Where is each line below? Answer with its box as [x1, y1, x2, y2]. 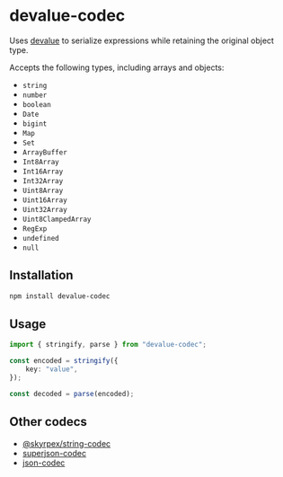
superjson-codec [22, 447, 87, 458]
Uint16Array [22, 195, 67, 205]
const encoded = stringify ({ [9, 357, 119, 366]
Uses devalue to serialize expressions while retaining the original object [9, 35, 274, 46]
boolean [22, 100, 51, 109]
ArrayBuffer [22, 147, 67, 157]
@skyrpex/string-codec [22, 437, 111, 449]
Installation [9, 268, 74, 283]
